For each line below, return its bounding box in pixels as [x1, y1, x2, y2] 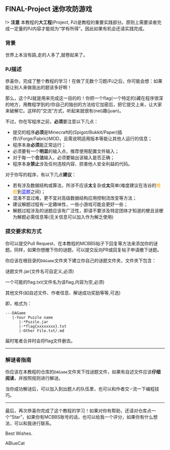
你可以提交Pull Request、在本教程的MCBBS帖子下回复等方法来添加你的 [5, 240, 154, 246]
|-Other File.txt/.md [18, 328, 65, 333]
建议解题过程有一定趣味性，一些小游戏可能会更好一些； [12, 201, 128, 207]
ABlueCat [5, 440, 25, 446]
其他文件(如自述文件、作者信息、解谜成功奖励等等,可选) [5, 290, 121, 296]
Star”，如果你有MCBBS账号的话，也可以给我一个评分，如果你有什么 [12, 414, 153, 420]
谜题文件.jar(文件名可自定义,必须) [5, 268, 74, 274]
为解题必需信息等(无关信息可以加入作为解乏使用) [12, 214, 114, 220]
